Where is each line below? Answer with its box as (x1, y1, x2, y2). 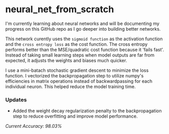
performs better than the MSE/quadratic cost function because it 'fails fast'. (5, 46, 164, 52)
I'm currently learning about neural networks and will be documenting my (5, 20, 160, 26)
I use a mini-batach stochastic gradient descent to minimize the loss (5, 67, 149, 73)
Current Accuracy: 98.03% (5, 123, 62, 129)
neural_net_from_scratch (5, 4, 114, 15)
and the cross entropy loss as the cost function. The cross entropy (5, 41, 148, 47)
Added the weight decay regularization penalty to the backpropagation (12, 108, 162, 114)
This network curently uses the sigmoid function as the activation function (5, 36, 163, 42)
